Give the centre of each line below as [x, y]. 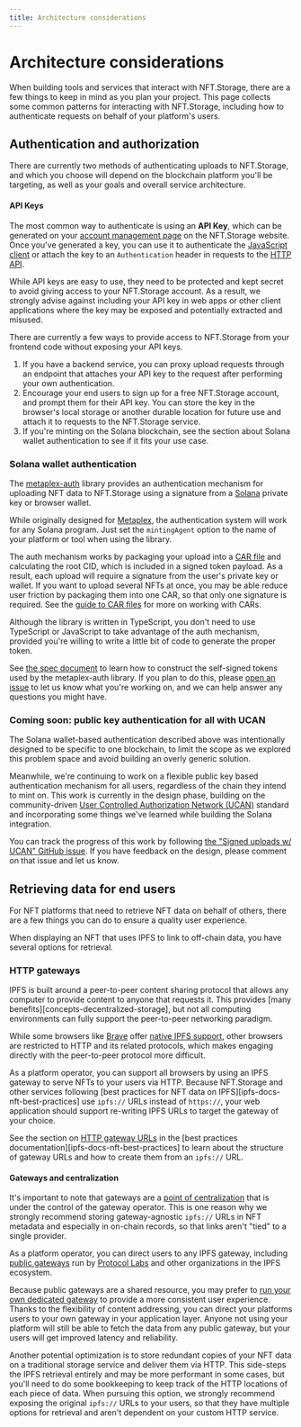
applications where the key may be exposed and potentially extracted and [146, 310]
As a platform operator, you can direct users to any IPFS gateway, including [149, 1253]
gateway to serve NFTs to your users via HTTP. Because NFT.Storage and [146, 1082]
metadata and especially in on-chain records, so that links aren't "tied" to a [148, 1226]
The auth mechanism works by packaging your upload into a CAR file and [145, 556]
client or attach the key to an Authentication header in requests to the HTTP [150, 254]
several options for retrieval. [62, 947]
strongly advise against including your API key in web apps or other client [145, 300]
